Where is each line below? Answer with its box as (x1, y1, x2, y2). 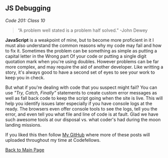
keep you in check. (5, 74, 45, 80)
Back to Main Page (5, 146, 45, 153)
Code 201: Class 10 (5, 17, 46, 23)
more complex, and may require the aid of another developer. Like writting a (5, 64, 163, 70)
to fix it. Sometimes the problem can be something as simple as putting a (5, 47, 157, 54)
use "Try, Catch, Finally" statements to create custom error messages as (5, 89, 157, 95)
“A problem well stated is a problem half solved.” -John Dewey (17, 27, 148, 33)
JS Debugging (5, 4, 51, 13)
